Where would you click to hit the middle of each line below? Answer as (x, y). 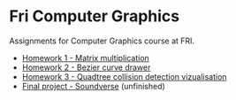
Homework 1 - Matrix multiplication (86, 58)
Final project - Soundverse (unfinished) (93, 86)
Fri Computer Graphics (94, 16)
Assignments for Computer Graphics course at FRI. (102, 41)
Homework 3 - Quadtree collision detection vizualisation (124, 76)
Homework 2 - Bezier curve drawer (86, 67)
